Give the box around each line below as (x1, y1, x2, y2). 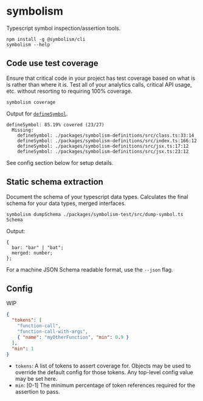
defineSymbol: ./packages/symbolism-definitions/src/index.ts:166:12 (17, 137, 198, 144)
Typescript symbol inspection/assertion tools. (6, 24, 121, 32)
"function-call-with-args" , (17, 328, 88, 334)
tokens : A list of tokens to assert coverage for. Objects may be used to (15, 362, 191, 370)
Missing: (12, 127, 34, 133)
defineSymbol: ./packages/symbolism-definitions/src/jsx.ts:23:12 (17, 148, 189, 154)
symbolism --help (6, 42, 50, 48)
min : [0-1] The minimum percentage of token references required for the (15, 381, 196, 389)
